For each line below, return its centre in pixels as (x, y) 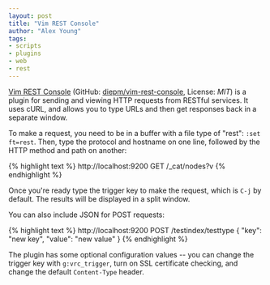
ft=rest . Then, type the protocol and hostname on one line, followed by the (135, 142)
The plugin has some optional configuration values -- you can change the (131, 254)
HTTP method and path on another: (68, 150)
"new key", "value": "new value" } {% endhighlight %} (98, 239)
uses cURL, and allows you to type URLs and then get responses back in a (133, 108)
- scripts (25, 46)
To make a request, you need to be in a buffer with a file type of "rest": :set (135, 133)
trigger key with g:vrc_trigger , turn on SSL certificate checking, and (123, 263)
